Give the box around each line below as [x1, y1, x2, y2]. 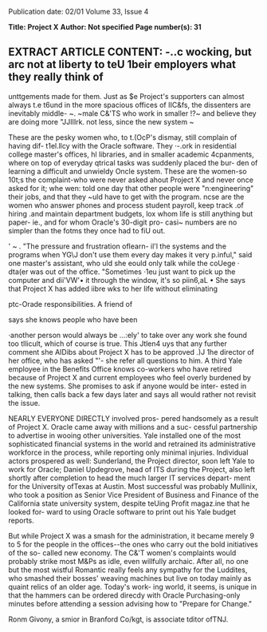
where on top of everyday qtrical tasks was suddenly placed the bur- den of [8, 157, 258, 167]
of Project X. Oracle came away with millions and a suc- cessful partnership [8, 422, 257, 431]
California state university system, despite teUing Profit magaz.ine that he [8, 499, 250, 508]
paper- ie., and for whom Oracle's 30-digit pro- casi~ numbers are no [8, 217, 238, 227]
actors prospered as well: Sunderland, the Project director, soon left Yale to [8, 455, 255, 466]
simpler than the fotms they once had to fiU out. [8, 225, 166, 235]
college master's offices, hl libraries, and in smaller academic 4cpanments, [8, 149, 255, 159]
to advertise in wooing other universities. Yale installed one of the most [8, 431, 241, 440]
